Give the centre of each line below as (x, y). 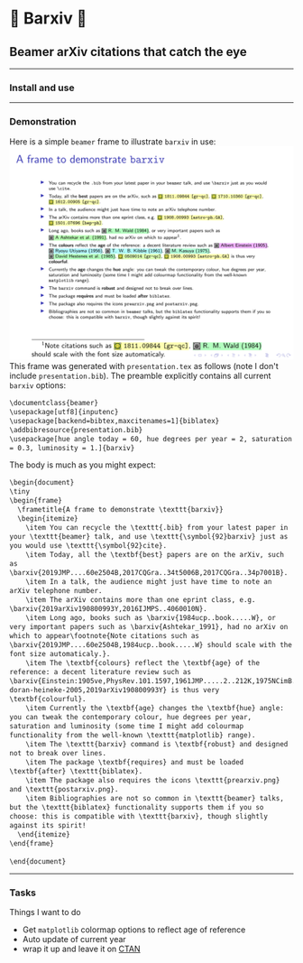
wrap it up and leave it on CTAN (82, 949)
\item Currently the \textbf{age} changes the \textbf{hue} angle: (155, 708)
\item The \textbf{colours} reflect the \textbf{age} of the (142, 662)
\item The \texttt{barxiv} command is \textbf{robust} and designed (157, 744)
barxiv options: (37, 385)
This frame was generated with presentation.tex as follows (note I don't (144, 366)
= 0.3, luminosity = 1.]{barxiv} (72, 448)
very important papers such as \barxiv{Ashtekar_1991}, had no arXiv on (149, 626)
